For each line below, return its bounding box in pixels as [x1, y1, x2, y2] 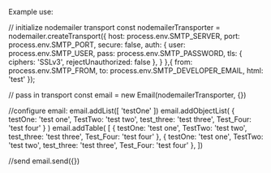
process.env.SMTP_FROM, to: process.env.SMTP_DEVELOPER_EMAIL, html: [8, 66, 264, 76]
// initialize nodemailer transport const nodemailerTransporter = [8, 23, 221, 32]
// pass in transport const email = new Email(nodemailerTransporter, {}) [8, 90, 247, 100]
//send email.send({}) [8, 156, 80, 166]
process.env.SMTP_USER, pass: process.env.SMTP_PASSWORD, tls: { [8, 49, 243, 58]
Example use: [8, 7, 54, 16]
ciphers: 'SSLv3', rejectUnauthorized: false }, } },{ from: [8, 57, 193, 67]
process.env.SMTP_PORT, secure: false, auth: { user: [8, 40, 186, 50]
